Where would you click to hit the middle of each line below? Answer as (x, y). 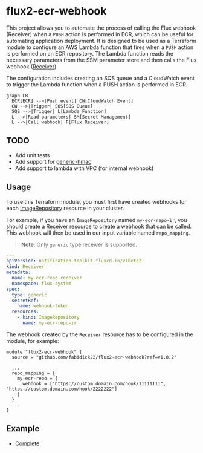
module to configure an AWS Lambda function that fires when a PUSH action (100, 47)
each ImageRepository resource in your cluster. (65, 208)
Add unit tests (32, 155)
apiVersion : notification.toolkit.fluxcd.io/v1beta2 (74, 261)
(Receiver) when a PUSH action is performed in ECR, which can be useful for (100, 34)
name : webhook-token (43, 306)
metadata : (19, 272)
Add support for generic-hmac (53, 161)
